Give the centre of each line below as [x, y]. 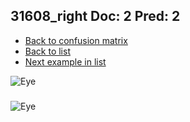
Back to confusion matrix [76, 40]
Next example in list [65, 61]
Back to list [47, 51]
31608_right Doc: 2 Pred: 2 [95, 16]
